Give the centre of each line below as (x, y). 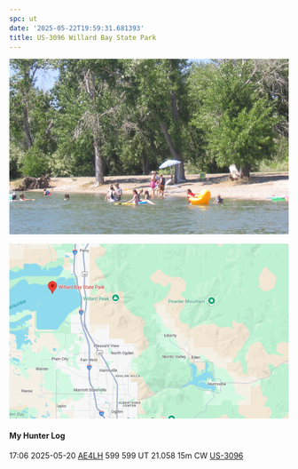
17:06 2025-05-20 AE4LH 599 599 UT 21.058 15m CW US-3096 (126, 455)
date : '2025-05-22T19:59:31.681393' (77, 28)
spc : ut (24, 19)
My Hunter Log (37, 436)
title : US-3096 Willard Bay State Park (83, 37)
